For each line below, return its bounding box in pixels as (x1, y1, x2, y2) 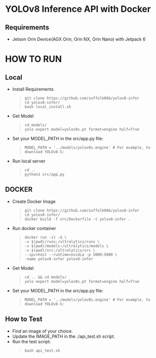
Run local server (12, 158, 46, 164)
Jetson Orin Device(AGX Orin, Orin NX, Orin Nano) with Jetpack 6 (12, 36, 146, 42)
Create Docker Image (12, 199, 56, 204)
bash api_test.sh (24, 348, 61, 353)
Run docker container (12, 225, 57, 231)
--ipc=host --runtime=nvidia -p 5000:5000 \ (24, 252, 118, 257)
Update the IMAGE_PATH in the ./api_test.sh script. (12, 333, 116, 339)
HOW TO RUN (5, 53, 62, 65)
